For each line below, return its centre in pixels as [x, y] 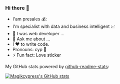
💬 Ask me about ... [31, 39]
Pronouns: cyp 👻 [29, 50]
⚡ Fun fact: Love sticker [37, 55]
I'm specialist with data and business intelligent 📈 [64, 26]
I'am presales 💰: [30, 19]
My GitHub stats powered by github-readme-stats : [57, 67]
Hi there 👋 [17, 8]
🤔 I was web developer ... [38, 34]
